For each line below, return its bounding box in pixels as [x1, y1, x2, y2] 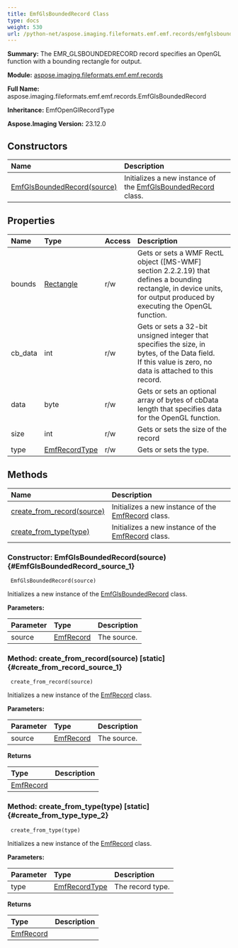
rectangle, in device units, [137, 283, 223, 293]
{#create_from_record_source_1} [7, 662, 123, 672]
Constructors [7, 140, 68, 152]
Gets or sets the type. [137, 445, 209, 455]
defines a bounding [137, 274, 202, 284]
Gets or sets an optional [137, 386, 217, 396]
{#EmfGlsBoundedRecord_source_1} [7, 561, 135, 571]
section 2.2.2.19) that [137, 265, 210, 275]
